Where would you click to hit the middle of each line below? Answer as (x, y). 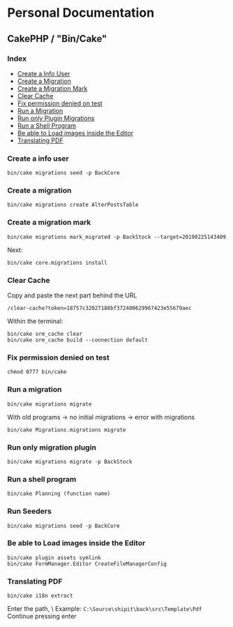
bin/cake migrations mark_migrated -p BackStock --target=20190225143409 (117, 237)
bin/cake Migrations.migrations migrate (67, 430)
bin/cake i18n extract (40, 596)
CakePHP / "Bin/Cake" (57, 39)
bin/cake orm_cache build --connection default (78, 340)
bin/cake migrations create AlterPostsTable (73, 205)
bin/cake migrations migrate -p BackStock (70, 462)
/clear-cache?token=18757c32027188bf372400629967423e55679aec (99, 309)
